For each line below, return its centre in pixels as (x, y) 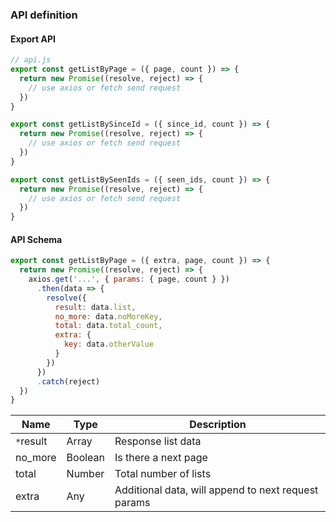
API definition (44, 15)
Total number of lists (163, 474)
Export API (33, 39)
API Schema (36, 239)
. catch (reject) (68, 381)
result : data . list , (95, 307)
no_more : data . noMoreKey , (108, 316)
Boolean (86, 458)
